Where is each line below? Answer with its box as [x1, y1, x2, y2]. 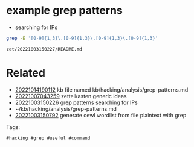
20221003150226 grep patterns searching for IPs [15, 99, 138, 106]
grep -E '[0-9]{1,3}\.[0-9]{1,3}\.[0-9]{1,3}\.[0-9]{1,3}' [6, 35, 158, 41]
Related [6, 66, 45, 80]
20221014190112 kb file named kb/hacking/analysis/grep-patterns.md [15, 86, 189, 93]
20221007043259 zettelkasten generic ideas [15, 92, 127, 99]
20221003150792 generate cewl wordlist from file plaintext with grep [15, 111, 187, 119]
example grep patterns [6, 4, 123, 17]
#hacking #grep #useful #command [6, 135, 91, 141]
